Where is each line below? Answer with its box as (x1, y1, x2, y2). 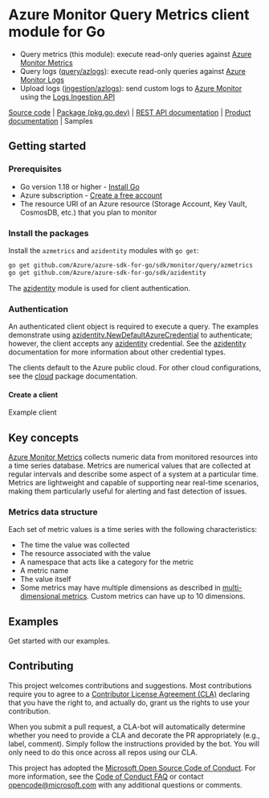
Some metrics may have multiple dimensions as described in (19, 583, 221, 592)
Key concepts (8, 431, 79, 444)
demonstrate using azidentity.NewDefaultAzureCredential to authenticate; (8, 329, 253, 339)
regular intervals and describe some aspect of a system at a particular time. (8, 469, 259, 479)
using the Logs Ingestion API (19, 92, 115, 101)
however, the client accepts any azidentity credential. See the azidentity (8, 338, 247, 348)
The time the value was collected (19, 540, 130, 550)
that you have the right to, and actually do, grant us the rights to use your (8, 698, 251, 707)
